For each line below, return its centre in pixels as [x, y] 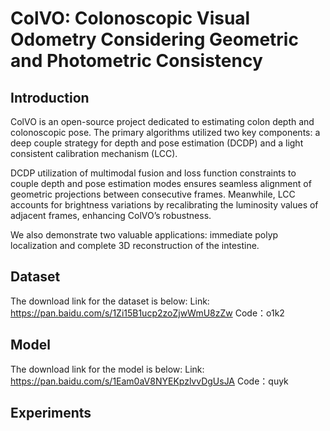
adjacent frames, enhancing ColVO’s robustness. [111, 215]
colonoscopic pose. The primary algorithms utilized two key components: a [165, 132]
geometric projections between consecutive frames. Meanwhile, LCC [153, 194]
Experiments [51, 413]
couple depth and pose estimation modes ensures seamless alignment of [161, 183]
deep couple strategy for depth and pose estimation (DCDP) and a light [157, 143]
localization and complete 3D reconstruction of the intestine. [135, 245]
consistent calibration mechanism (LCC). [94, 153]
